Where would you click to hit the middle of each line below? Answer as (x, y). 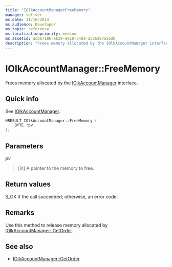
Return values (28, 184)
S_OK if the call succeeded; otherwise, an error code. (62, 196)
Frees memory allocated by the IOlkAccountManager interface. (72, 83)
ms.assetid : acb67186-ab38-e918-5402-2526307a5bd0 (60, 39)
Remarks (20, 213)
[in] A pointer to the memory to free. (56, 168)
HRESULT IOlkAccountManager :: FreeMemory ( (51, 121)
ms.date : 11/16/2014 (27, 19)
